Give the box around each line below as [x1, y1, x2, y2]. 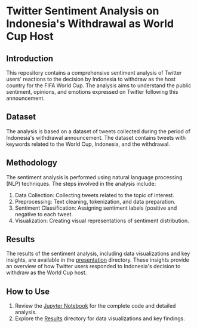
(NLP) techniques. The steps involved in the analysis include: [6, 180, 156, 187]
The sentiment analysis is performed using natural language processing [6, 173, 183, 180]
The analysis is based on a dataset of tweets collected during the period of [6, 127, 191, 135]
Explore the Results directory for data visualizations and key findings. [14, 315, 185, 322]
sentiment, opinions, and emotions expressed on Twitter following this [6, 88, 178, 95]
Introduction [6, 53, 54, 63]
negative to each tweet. [14, 210, 73, 217]
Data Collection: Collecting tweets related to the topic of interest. [14, 191, 174, 198]
